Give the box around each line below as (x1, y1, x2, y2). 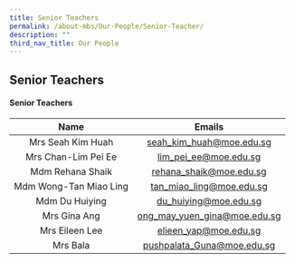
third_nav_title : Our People (9, 38, 119, 48)
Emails (194, 120, 224, 132)
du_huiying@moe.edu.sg (157, 194, 262, 207)
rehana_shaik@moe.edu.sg (151, 165, 267, 178)
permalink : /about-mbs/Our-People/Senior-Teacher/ (9, 22, 205, 31)
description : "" (9, 30, 71, 39)
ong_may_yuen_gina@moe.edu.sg (137, 209, 281, 222)
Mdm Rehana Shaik (30, 165, 113, 178)
